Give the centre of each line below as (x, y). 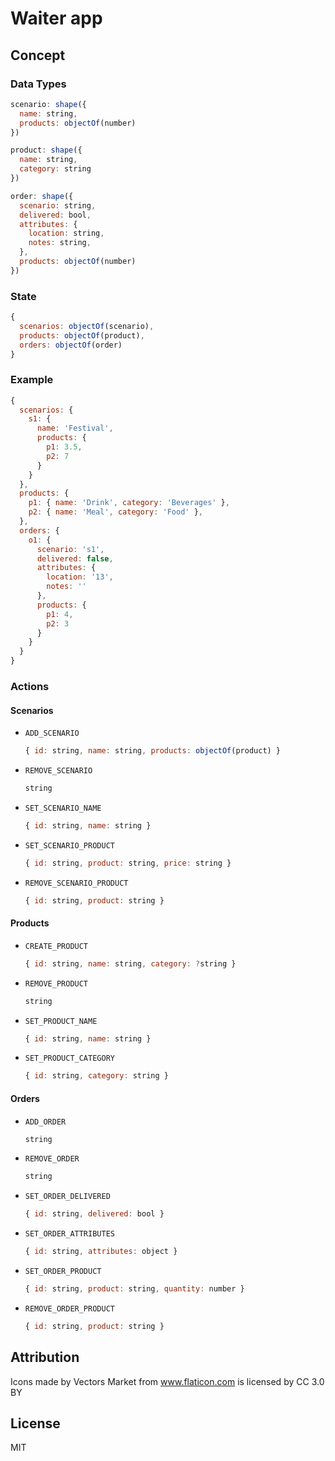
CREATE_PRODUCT (56, 946)
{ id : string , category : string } (96, 1076)
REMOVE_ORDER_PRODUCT (69, 1308)
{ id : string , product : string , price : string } (128, 863)
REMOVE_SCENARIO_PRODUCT (76, 883)
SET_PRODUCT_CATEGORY (69, 1058)
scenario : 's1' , (70, 549)
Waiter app (56, 18)
